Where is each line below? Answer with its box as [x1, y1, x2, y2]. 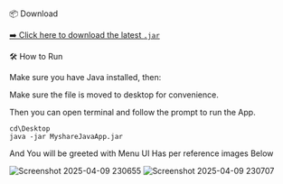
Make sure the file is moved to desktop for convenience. [9, 89, 219, 100]
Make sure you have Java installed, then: [9, 72, 162, 82]
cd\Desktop [9, 124, 51, 133]
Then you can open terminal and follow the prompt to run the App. [9, 107, 256, 117]
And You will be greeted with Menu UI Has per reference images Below [9, 148, 274, 159]
